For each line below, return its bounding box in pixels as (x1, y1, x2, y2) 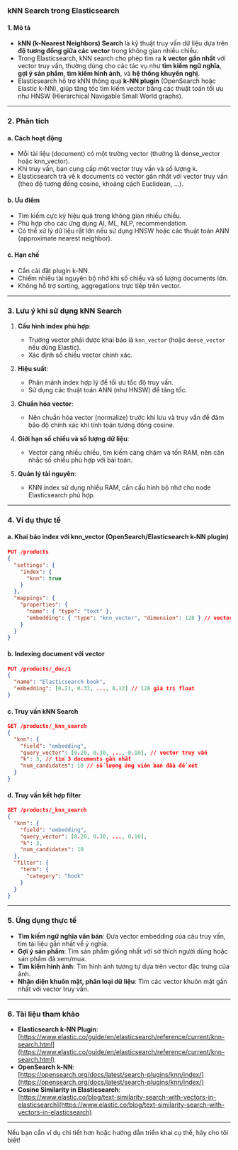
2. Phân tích (7, 116, 50, 126)
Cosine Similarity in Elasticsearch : (17, 1085, 120, 1094)
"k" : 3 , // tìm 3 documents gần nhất (20, 756, 132, 763)
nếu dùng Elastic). (28, 343, 81, 351)
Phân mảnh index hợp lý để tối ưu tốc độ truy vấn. (28, 378, 174, 387)
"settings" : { (13, 561, 55, 569)
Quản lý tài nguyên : (17, 469, 76, 477)
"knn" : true (25, 575, 62, 582)
